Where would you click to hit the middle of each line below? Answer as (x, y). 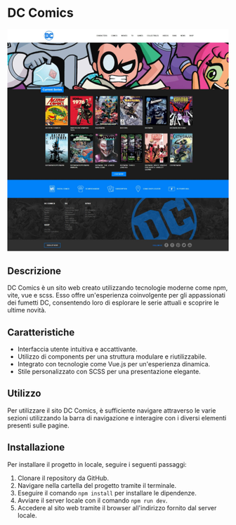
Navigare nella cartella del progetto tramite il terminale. (97, 485)
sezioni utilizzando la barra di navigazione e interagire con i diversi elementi (117, 418)
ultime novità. (27, 310)
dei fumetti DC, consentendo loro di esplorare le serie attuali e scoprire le (113, 303)
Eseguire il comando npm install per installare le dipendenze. (107, 493)
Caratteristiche (41, 332)
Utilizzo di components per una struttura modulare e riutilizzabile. (112, 357)
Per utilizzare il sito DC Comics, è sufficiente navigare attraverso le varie (112, 410)
